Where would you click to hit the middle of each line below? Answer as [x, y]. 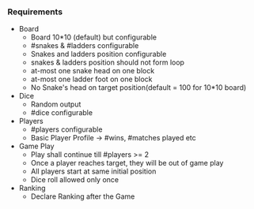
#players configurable [66, 129]
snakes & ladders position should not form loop [108, 62]
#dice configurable [61, 113]
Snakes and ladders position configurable [99, 54]
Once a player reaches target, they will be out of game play [127, 163]
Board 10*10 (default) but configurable [94, 37]
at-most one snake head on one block [93, 71]
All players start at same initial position [93, 171]
